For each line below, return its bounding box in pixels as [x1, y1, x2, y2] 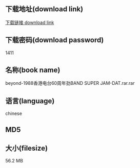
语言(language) [5, 97, 55, 105]
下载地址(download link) [5, 5, 84, 14]
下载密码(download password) [5, 36, 104, 44]
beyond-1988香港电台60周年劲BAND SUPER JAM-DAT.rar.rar [5, 80, 135, 86]
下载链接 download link [5, 19, 54, 26]
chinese [5, 110, 22, 116]
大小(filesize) [5, 144, 48, 153]
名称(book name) [5, 66, 61, 75]
